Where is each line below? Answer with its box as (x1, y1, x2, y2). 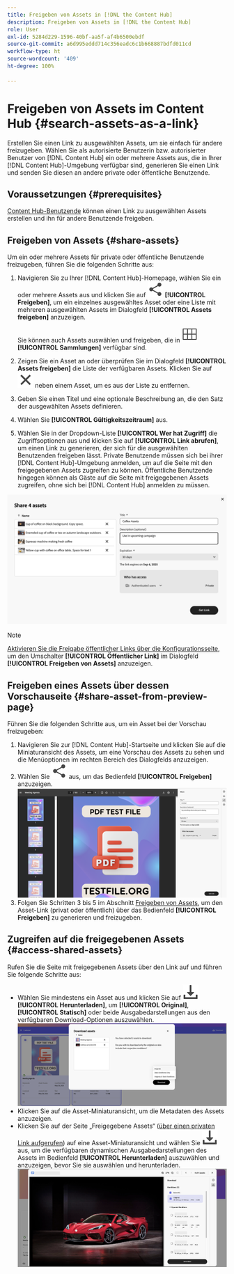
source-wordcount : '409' (7, 56, 79, 63)
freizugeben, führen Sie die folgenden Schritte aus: (7, 260, 155, 269)
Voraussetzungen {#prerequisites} (7, 188, 162, 200)
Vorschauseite (7, 690, 72, 702)
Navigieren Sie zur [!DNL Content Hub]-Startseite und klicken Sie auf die (17, 741, 226, 749)
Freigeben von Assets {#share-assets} (7, 234, 180, 246)
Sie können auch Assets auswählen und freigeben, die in (17, 336, 180, 345)
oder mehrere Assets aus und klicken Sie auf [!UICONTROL (17, 291, 206, 299)
